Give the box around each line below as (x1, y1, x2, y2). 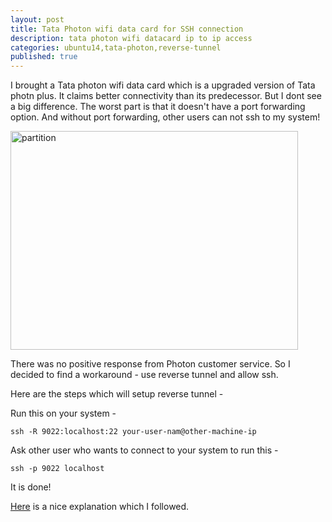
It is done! (10, 481, 52, 493)
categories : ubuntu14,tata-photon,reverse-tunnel (10, 42, 222, 53)
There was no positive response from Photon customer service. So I (10, 358, 291, 370)
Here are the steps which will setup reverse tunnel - (10, 388, 224, 400)
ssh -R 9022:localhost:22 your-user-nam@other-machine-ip (10, 427, 257, 437)
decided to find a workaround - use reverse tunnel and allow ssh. (10, 369, 279, 381)
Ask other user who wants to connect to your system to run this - (10, 444, 279, 456)
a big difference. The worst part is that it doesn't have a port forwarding (10, 101, 306, 113)
